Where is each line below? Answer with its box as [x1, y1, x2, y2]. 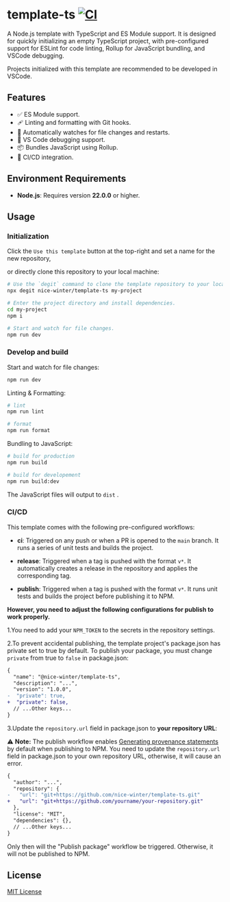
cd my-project [7, 306, 48, 313]
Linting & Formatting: [7, 388, 66, 397]
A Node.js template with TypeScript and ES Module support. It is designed [7, 29, 216, 38]
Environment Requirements [7, 173, 127, 185]
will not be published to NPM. [7, 849, 90, 857]
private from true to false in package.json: [7, 654, 129, 662]
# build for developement [7, 471, 81, 478]
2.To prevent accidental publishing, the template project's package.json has [7, 639, 221, 648]
